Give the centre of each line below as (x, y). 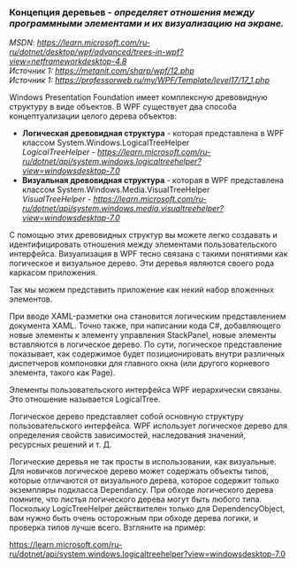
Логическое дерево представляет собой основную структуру (127, 417)
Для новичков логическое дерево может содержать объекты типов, (139, 472)
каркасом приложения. (53, 272)
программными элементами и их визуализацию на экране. (147, 23)
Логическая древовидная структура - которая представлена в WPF (153, 134)
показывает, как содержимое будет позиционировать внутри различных (147, 354)
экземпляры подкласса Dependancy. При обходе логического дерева (141, 490)
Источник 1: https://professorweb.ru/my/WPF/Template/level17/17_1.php (139, 81)
